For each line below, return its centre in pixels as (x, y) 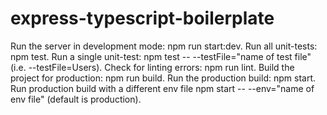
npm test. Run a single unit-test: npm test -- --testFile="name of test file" (161, 56)
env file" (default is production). (76, 99)
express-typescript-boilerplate (142, 18)
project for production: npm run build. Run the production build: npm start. (163, 78)
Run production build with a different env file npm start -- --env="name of (162, 88)
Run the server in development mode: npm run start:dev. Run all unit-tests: (164, 46)
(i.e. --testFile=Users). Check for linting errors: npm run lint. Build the (152, 67)
